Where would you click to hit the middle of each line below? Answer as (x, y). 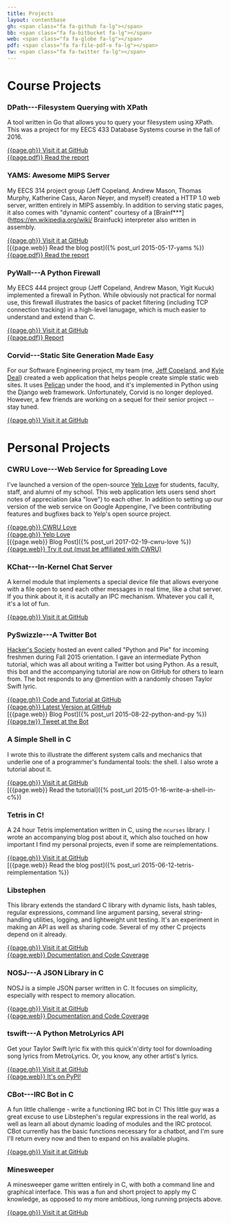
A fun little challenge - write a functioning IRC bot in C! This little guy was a (113, 1110)
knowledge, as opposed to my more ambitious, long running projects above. (115, 1199)
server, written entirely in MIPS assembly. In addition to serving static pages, (115, 205)
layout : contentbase (37, 20)
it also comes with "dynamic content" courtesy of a (80, 212)
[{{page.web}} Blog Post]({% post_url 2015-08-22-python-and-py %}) (107, 714)
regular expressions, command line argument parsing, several (95, 913)
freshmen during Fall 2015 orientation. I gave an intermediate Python (104, 657)
